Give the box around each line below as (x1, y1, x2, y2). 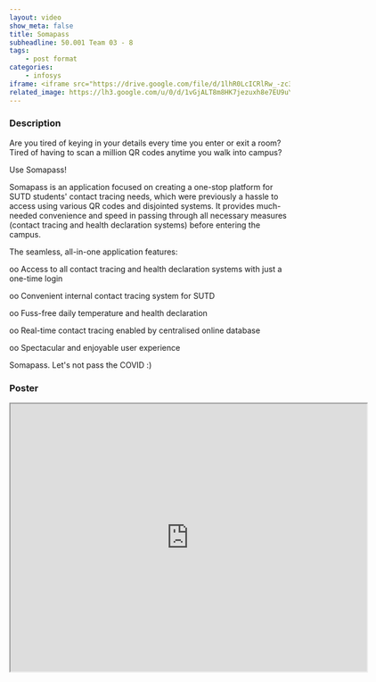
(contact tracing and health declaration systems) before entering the (9, 220, 261, 230)
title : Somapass (9, 29, 69, 38)
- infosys (25, 71, 62, 80)
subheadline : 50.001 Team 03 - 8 (9, 37, 134, 47)
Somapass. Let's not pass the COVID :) (9, 359, 152, 370)
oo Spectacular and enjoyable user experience (9, 342, 181, 353)
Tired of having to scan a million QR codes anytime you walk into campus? (9, 146, 282, 157)
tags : (9, 46, 29, 55)
